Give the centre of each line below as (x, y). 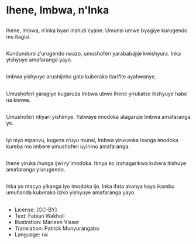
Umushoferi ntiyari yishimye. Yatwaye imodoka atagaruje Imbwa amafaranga (99, 117)
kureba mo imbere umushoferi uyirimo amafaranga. (68, 146)
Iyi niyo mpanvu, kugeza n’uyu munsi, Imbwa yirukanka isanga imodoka (92, 140)
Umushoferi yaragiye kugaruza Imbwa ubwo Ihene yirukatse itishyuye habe (97, 94)
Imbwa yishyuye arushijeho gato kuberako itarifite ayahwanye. (81, 77)
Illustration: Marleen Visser (47, 222)
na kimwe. (18, 99)
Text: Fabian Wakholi (39, 216)
